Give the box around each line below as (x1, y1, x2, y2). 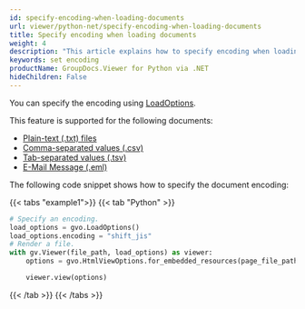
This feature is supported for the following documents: (9, 115, 213, 125)
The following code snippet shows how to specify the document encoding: (9, 179, 289, 190)
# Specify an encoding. (9, 214, 100, 224)
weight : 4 (9, 38, 47, 48)
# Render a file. (9, 240, 75, 249)
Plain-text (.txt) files (22, 133, 97, 144)
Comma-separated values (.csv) (22, 142, 143, 153)
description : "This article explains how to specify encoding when (9, 47, 271, 56)
